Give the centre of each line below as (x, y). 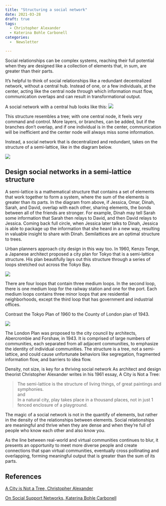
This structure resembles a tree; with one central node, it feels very (74, 116)
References (23, 476)
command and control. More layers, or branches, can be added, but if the (80, 122)
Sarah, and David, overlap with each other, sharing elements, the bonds (78, 207)
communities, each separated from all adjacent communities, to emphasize (82, 343)
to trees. (14, 239)
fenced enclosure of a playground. (53, 405)
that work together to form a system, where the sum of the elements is (77, 197)
